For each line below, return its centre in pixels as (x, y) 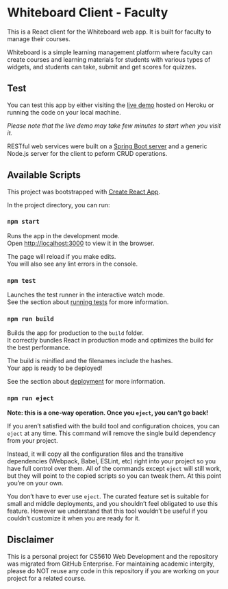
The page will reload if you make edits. (62, 256)
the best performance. (39, 347)
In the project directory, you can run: (59, 205)
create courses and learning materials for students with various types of (109, 59)
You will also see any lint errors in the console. (73, 264)
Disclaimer (30, 540)
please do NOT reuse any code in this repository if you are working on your (113, 570)
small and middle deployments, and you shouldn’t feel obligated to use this (112, 503)
